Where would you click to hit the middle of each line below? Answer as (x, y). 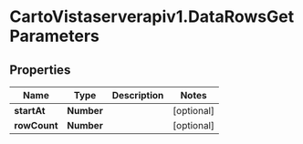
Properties (40, 70)
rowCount (36, 125)
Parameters (55, 36)
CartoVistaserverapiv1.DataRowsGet (152, 17)
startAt (30, 111)
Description (138, 95)
